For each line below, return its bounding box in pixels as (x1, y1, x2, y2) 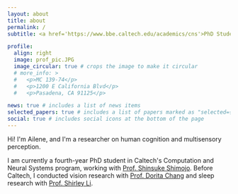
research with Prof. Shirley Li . (7, 178, 93, 187)
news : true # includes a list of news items (7, 102, 141, 109)
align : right (13, 50, 52, 57)
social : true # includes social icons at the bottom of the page (7, 115, 204, 123)
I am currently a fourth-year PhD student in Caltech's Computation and (7, 156, 215, 164)
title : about (7, 17, 46, 24)
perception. (7, 142, 41, 151)
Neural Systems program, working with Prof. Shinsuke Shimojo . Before (7, 163, 214, 172)
